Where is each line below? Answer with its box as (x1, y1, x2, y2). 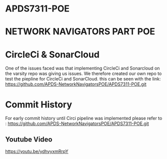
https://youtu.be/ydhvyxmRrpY (5, 148, 68, 154)
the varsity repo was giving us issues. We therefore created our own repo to (5, 70, 162, 76)
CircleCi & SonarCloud (5, 48, 100, 60)
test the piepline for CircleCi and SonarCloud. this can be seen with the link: (5, 76, 161, 82)
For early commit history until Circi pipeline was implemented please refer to (5, 115, 162, 121)
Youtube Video (5, 135, 52, 143)
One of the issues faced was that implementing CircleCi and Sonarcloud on (5, 65, 160, 71)
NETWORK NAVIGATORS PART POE (5, 26, 155, 37)
